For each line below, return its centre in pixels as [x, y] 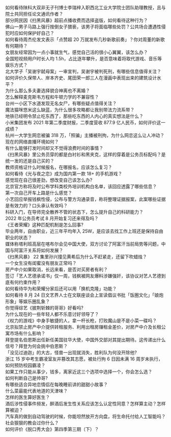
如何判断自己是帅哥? [27, 378]
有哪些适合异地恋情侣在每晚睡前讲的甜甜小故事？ [56, 384]
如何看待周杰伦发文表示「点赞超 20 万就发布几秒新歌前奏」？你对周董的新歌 [85, 39]
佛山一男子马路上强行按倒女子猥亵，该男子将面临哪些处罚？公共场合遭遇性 [83, 27]
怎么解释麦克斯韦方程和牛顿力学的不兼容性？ [52, 97]
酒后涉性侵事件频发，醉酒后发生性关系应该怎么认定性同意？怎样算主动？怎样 [85, 404]
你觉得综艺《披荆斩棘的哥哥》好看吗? [45, 308]
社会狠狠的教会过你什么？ [32, 423]
